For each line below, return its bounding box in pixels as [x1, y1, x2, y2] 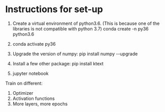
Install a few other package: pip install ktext [12, 60, 104, 66]
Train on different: [5, 80, 43, 86]
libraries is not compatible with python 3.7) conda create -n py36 [12, 25, 149, 31]
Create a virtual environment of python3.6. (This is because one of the [12, 20, 160, 26]
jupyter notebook [12, 70, 49, 77]
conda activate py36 [12, 41, 56, 47]
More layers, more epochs [12, 100, 68, 107]
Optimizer [12, 90, 34, 96]
